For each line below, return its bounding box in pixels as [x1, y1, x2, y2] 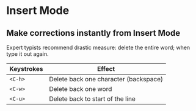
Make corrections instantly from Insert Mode [6, 28, 181, 38]
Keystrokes [9, 65, 43, 73]
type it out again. [6, 50, 49, 58]
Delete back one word [48, 85, 112, 93]
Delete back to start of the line [48, 95, 136, 103]
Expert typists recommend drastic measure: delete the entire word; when [6, 44, 191, 51]
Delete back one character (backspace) [48, 75, 164, 83]
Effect [96, 65, 115, 73]
